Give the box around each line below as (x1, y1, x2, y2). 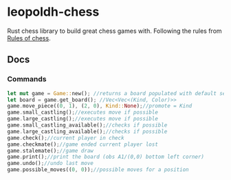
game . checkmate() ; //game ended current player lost (7, 141, 158, 148)
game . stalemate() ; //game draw (7, 147, 94, 154)
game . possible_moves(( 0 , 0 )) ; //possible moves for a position (7, 166, 189, 173)
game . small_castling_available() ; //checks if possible (7, 122, 168, 129)
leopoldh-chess (7, 4, 100, 20)
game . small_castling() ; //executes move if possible (7, 109, 158, 116)
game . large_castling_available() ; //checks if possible (7, 128, 168, 135)
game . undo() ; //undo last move (7, 160, 94, 167)
